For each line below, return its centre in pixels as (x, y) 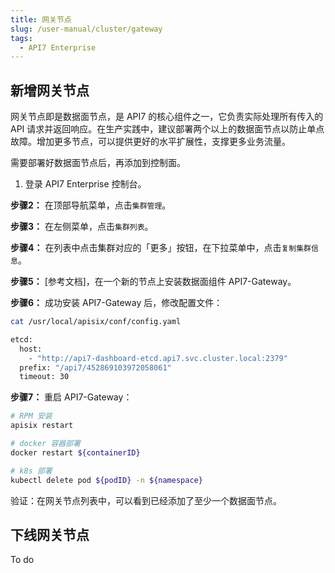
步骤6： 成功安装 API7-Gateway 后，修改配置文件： (116, 303)
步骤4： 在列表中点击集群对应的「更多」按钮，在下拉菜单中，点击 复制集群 (161, 248)
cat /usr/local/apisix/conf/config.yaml (96, 322)
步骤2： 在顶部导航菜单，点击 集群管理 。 (91, 205)
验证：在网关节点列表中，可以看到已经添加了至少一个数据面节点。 (146, 500)
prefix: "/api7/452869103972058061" (95, 367)
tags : (21, 38)
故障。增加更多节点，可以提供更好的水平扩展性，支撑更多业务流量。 (150, 142)
